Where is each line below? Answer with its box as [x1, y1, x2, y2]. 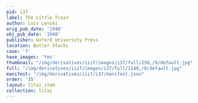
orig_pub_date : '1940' [6, 25, 63, 32]
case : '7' [6, 48, 31, 55]
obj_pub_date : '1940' [6, 32, 61, 38]
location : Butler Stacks [6, 43, 69, 49]
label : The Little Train [6, 15, 69, 21]
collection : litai [6, 88, 53, 94]
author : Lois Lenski [6, 20, 59, 26]
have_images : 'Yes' [6, 54, 56, 60]
